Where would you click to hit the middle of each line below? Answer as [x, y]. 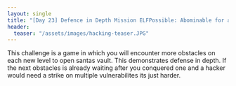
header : [19, 27]
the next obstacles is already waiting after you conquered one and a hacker [117, 68]
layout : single [29, 14]
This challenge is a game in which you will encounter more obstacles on [111, 53]
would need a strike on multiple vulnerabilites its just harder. [94, 76]
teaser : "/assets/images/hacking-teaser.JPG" [81, 33]
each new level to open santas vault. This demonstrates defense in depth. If [117, 61]
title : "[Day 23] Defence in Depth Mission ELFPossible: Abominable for [116, 20]
